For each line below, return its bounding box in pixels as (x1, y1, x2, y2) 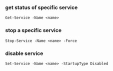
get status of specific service (5, 4, 78, 11)
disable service (5, 49, 43, 56)
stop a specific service (5, 27, 61, 34)
